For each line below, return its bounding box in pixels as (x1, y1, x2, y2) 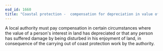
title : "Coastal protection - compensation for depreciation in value (5, 12, 153, 17)
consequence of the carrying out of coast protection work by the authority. (5, 40, 155, 46)
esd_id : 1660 (5, 7, 32, 12)
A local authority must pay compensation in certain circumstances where (5, 25, 151, 31)
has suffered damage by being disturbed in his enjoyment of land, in (5, 35, 142, 41)
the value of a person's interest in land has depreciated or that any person (5, 30, 153, 36)
